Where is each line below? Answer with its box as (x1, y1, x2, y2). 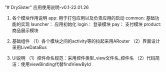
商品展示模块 (11, 27, 38, 33)
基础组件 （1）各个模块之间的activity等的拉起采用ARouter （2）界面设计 (11, 38, 160, 44)
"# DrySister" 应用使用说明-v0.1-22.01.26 (4, 4, 89, 10)
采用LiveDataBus (11, 44, 47, 50)
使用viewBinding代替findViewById (20, 61, 91, 67)
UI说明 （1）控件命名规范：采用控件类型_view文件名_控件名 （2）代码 (11, 55, 155, 61)
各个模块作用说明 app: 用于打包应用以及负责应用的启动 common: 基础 (11, 15, 155, 21)
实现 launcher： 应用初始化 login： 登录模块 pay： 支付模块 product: (20, 21, 161, 27)
